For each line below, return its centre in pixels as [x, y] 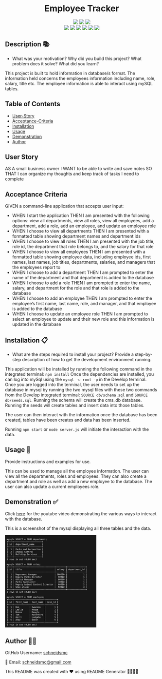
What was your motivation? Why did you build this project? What [77, 58]
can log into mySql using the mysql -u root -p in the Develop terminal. [76, 379]
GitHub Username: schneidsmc [36, 653]
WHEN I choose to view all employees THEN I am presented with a [79, 252]
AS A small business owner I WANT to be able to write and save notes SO [79, 169]
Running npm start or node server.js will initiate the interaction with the [77, 429]
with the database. [24, 519]
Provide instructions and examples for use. [48, 462]
